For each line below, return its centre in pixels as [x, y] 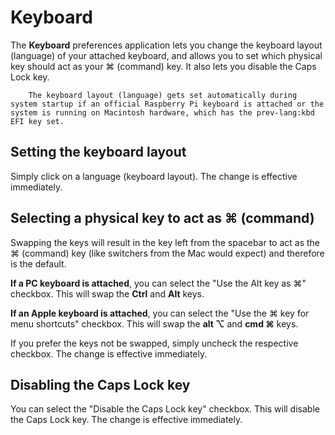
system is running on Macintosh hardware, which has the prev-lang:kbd [162, 112]
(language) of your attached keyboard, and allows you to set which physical [166, 55]
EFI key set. [37, 121]
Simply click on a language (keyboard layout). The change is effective [154, 176]
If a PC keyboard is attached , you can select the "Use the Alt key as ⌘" [158, 283]
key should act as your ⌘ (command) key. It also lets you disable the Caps [163, 66]
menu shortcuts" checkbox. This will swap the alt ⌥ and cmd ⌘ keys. [154, 323]
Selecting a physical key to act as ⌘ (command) [162, 218]
